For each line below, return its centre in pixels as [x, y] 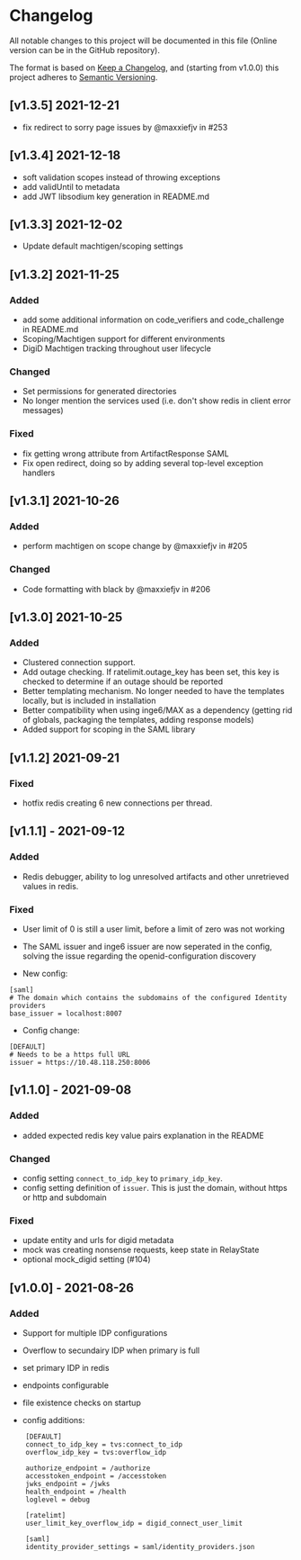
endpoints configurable [66, 1385]
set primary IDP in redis [66, 1367]
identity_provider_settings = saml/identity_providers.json [140, 1546]
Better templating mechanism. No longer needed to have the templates [153, 691]
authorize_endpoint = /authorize [88, 1468]
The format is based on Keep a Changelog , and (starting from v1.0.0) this [144, 68]
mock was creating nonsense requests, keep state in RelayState [141, 1250]
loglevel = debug [58, 1500]
